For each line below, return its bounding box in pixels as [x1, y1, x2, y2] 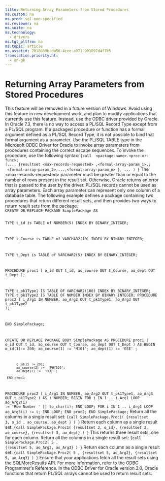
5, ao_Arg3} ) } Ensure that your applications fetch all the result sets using [5, 455, 159, 461]
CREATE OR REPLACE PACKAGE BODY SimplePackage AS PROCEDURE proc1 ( [5, 338, 149, 343]
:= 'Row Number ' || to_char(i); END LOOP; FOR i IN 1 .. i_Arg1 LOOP [5, 404, 153, 409]
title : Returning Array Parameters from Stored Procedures [5, 7, 129, 12]
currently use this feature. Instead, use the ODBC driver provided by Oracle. [5, 116, 159, 122]
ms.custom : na [5, 12, 34, 17]
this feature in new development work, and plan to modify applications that [5, 111, 157, 117]
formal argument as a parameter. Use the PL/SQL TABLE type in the [5, 137, 142, 143]
